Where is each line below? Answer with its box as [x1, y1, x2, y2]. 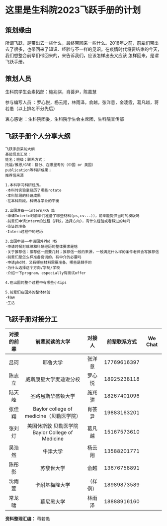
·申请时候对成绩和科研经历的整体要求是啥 [5, 244, 78, 249]
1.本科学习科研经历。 [5, 182, 43, 187]
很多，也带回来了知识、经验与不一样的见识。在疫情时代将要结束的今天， [13, 46, 162, 52]
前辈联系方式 [106, 339, 137, 346]
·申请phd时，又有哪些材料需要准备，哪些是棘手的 [5, 260, 92, 265]
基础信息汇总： [5, 152, 31, 157]
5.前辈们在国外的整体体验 [5, 289, 51, 295]
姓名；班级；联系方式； [5, 157, 46, 162]
